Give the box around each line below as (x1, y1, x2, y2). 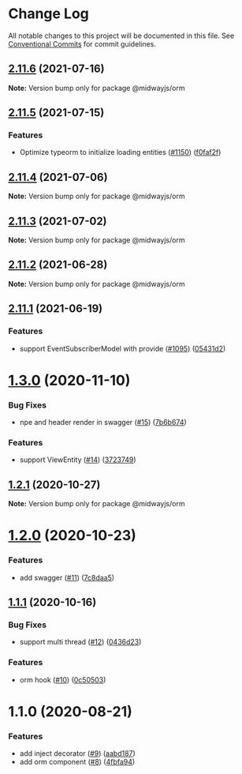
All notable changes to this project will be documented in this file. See (8, 31, 235, 40)
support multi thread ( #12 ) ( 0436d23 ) (19, 637, 142, 647)
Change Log (8, 5, 89, 23)
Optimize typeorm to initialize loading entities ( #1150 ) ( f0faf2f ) (19, 148, 222, 157)
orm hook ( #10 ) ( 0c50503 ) (19, 674, 106, 684)
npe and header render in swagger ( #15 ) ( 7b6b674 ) (19, 418, 187, 427)
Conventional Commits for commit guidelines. (8, 39, 156, 48)
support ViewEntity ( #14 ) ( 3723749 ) (19, 455, 136, 464)
